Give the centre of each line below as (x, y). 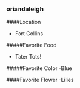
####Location (24, 22)
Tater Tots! (28, 57)
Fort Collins (29, 34)
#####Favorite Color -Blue (39, 68)
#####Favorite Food (31, 45)
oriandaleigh (25, 9)
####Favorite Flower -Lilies (40, 80)
